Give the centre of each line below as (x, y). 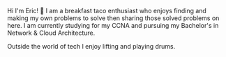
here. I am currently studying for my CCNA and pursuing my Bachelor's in (113, 25)
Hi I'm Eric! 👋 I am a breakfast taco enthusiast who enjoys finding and (107, 11)
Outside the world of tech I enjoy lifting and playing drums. (91, 46)
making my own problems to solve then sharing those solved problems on (113, 18)
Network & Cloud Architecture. (51, 33)
